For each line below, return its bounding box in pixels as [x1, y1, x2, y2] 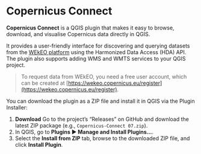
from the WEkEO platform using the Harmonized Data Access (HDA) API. [6, 48, 187, 55]
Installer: [6, 103, 28, 111]
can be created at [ [20, 79, 69, 87]
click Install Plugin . [14, 141, 63, 148]
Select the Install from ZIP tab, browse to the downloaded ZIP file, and [14, 134, 190, 142]
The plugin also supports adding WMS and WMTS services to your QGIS [6, 55, 186, 62]
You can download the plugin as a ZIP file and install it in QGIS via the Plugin [6, 97, 195, 105]
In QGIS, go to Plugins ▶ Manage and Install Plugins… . [14, 128, 154, 135]
